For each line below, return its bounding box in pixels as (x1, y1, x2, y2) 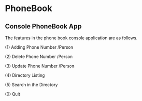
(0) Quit (5, 91, 20, 97)
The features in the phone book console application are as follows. (5, 35, 138, 41)
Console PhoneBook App (5, 22, 82, 30)
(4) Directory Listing (5, 72, 45, 78)
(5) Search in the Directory (5, 82, 58, 87)
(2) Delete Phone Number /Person (5, 54, 73, 59)
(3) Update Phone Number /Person (5, 63, 75, 69)
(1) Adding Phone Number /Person (5, 44, 73, 50)
